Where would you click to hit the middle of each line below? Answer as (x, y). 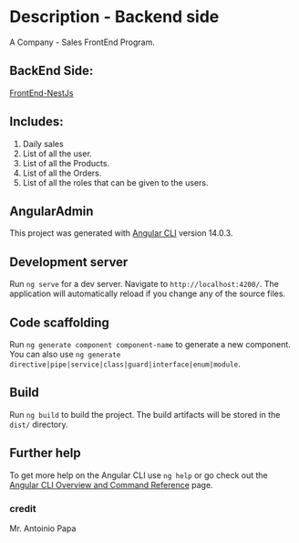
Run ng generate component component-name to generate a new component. (150, 344)
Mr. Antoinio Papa (43, 528)
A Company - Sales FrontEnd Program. (82, 42)
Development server (69, 262)
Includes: (36, 122)
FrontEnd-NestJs (41, 92)
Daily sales (43, 144)
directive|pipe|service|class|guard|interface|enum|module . (125, 364)
